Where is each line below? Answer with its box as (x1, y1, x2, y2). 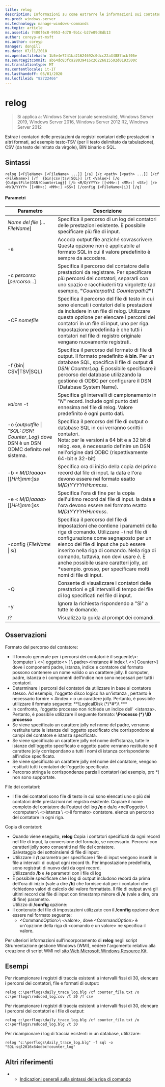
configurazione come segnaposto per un (57, 534, 152, 541)
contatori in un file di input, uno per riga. (57, 320, 150, 327)
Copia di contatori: (5, 824, 43, 829)
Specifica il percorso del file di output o (57, 418, 148, 425)
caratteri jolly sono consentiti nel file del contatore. (12, 844, 115, 850)
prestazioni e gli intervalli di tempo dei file (57, 586, 154, 593)
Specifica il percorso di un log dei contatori (57, 216, 157, 223)
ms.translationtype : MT (5, 62, 54, 67)
